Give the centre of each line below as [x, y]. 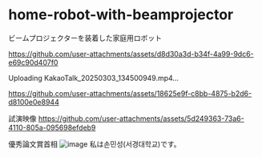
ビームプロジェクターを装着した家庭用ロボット [85, 38]
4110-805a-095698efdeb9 [52, 127]
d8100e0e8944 [34, 102]
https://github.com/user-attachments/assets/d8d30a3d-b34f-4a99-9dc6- [131, 54]
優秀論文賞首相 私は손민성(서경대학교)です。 [95, 144]
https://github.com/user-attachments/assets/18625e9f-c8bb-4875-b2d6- [130, 93]
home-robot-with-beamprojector [121, 15]
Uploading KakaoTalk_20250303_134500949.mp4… [93, 78]
